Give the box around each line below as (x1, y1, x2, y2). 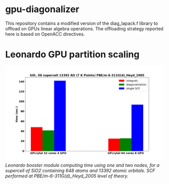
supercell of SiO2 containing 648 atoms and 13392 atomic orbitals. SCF (5, 167, 155, 173)
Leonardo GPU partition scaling (5, 49, 140, 60)
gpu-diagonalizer (5, 4, 79, 15)
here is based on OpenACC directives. (5, 31, 85, 37)
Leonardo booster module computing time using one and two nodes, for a (5, 162, 160, 168)
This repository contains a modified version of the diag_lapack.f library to (5, 20, 158, 26)
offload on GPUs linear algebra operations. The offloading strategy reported (5, 25, 163, 31)
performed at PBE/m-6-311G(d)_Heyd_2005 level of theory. (5, 173, 129, 179)
